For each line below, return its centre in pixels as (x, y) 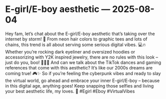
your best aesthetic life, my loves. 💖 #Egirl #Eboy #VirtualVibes (70, 91)
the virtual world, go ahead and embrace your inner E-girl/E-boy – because (82, 80)
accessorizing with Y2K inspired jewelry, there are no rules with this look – (82, 57)
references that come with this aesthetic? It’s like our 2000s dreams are (79, 67)
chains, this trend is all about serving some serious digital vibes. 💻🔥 (75, 44)
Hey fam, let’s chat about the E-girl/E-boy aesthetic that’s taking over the (80, 33)
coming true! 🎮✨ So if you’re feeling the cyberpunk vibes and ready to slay (83, 73)
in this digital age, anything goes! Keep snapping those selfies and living (79, 85)
